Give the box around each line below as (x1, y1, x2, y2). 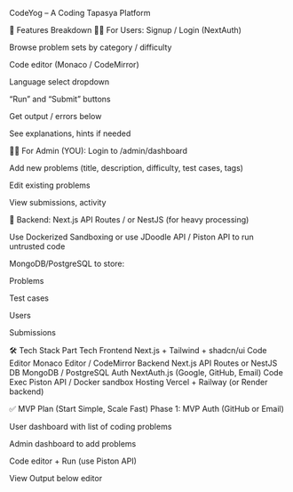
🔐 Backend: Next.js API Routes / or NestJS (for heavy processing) (9, 214, 249, 225)
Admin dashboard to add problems (9, 439, 137, 448)
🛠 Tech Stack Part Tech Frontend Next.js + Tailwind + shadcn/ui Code (9, 345, 267, 355)
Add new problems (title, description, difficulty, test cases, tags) (9, 163, 244, 173)
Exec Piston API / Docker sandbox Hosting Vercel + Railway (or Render (9, 377, 268, 387)
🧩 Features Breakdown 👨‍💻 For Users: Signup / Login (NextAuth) (9, 25, 242, 35)
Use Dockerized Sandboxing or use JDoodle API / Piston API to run (9, 231, 255, 242)
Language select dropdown (9, 77, 110, 87)
